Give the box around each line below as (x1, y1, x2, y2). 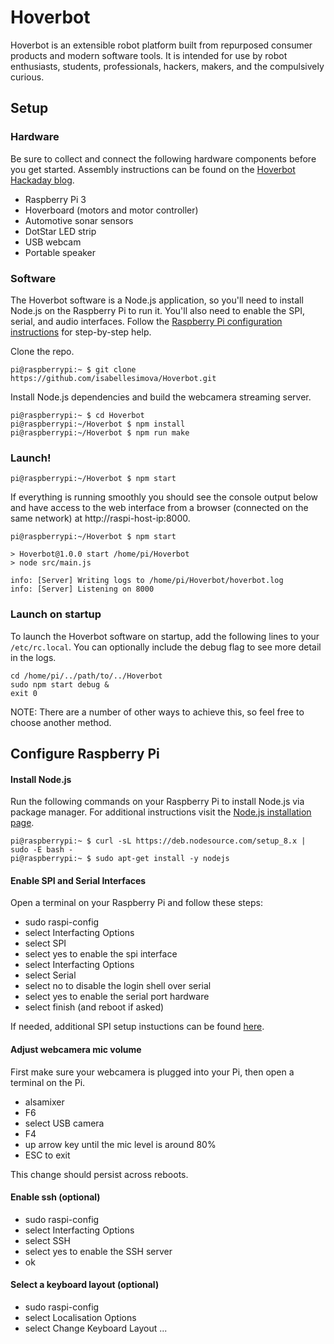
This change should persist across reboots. (10, 1168, 189, 1180)
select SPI (24, 937, 67, 950)
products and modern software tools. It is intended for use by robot (10, 49, 288, 61)
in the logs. (10, 651, 57, 663)
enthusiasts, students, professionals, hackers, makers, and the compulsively (10, 60, 325, 72)
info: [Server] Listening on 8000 (10, 584, 155, 595)
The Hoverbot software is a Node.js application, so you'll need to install (10, 294, 304, 306)
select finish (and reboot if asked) (24, 1001, 165, 1013)
